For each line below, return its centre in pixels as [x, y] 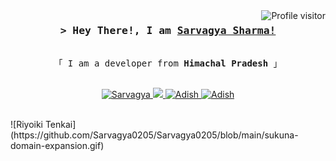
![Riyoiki [26, 125]
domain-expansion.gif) [57, 146]
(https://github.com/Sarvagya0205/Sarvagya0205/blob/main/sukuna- [154, 135]
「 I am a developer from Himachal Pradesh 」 [168, 63]
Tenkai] [60, 125]
